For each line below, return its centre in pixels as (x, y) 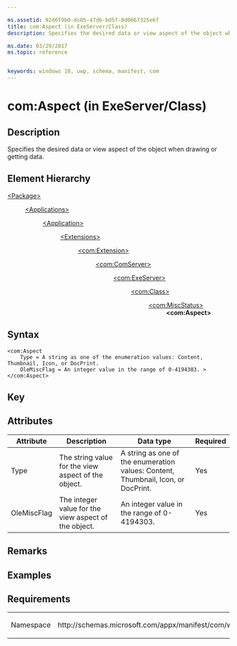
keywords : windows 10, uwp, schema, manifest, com (83, 71)
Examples (29, 575)
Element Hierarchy (49, 179)
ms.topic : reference (38, 53)
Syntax (23, 335)
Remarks (28, 551)
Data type (154, 441)
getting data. (26, 157)
